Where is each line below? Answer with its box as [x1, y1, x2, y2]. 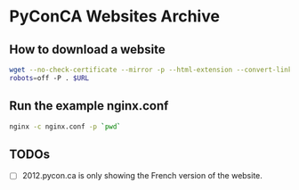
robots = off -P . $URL [9, 73, 90, 82]
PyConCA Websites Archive [9, 6, 221, 27]
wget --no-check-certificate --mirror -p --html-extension [9, 65, 233, 74]
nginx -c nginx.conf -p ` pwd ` [9, 122, 122, 131]
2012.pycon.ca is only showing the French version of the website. [21, 170, 263, 181]
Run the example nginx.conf [9, 98, 169, 113]
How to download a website [9, 42, 166, 57]
